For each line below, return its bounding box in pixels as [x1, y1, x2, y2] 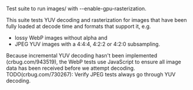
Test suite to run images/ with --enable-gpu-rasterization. [6, 5, 146, 12]
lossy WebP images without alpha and [14, 34, 107, 41]
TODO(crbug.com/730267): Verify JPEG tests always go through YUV [6, 71, 176, 78]
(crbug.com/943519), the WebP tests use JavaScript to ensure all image [6, 59, 181, 65]
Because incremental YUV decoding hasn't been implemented [6, 52, 158, 59]
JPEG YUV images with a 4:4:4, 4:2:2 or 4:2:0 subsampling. [14, 41, 161, 47]
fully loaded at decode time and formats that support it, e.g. [6, 23, 152, 30]
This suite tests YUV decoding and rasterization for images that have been [6, 17, 187, 23]
